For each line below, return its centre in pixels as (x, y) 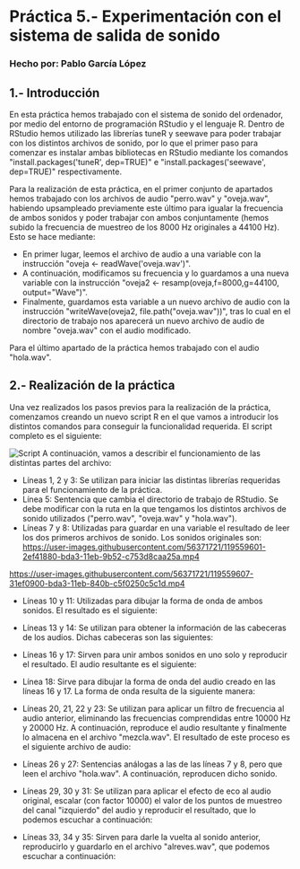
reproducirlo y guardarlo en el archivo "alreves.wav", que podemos (146, 847)
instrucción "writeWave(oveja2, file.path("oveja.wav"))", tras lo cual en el (156, 311)
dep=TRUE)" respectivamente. (66, 171)
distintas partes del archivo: (60, 462)
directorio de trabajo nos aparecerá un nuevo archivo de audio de (143, 320)
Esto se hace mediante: (52, 236)
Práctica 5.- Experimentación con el (146, 17)
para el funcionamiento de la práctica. (92, 489)
